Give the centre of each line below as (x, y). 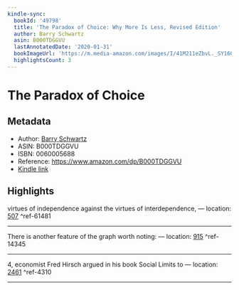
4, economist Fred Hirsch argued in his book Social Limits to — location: (113, 264)
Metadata (29, 122)
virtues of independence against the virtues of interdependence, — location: (119, 208)
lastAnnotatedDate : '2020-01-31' (63, 47)
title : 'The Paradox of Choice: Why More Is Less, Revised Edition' (117, 27)
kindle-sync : (27, 14)
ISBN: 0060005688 (46, 154)
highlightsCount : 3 (43, 60)
